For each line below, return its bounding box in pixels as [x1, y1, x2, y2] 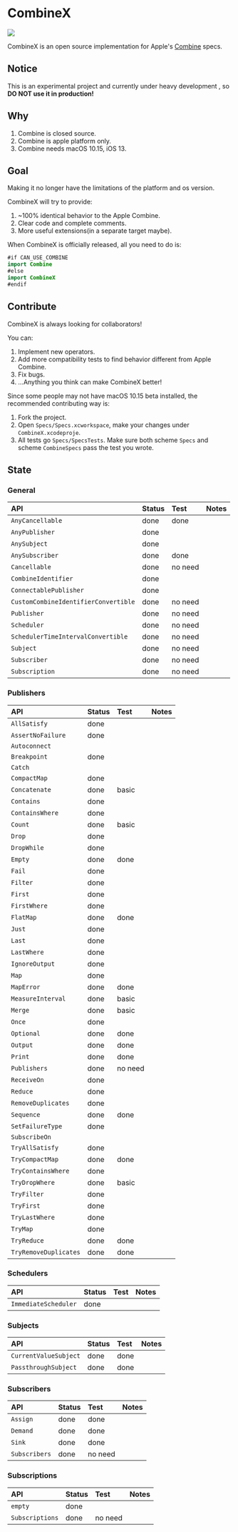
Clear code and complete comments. [17, 219, 127, 228]
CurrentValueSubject [11, 1352, 81, 1360]
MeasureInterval [11, 994, 66, 1003]
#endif [7, 281, 27, 288]
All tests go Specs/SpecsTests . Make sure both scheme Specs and [17, 436, 209, 444]
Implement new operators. [17, 347, 95, 356]
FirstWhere [11, 901, 48, 910]
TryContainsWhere [11, 1166, 70, 1175]
